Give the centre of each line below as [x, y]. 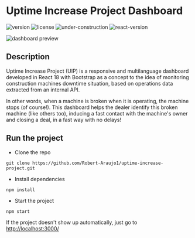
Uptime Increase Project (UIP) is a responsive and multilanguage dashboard [97, 71]
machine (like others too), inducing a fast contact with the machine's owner [97, 113]
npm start [18, 211]
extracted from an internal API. [43, 90]
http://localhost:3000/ [33, 228]
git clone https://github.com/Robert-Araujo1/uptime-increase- [85, 163]
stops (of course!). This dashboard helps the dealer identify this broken [92, 107]
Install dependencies [40, 179]
